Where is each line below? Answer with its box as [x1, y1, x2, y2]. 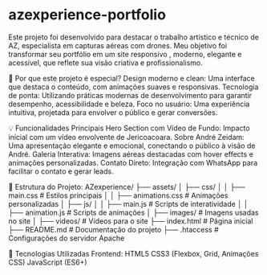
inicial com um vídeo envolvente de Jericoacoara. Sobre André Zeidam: [8, 132, 245, 142]
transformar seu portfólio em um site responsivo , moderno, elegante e [8, 49, 242, 59]
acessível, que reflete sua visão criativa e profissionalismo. [8, 58, 203, 68]
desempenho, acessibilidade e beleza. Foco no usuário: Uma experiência [8, 99, 250, 109]
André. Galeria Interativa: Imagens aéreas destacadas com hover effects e [8, 149, 254, 158]
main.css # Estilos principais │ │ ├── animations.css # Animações [8, 191, 229, 200]
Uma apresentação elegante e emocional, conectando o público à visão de [8, 141, 256, 150]
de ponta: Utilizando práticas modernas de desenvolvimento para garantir [8, 90, 253, 100]
